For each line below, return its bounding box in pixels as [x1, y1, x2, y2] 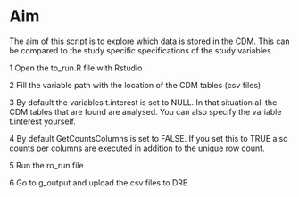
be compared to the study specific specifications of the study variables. [9, 45, 274, 55]
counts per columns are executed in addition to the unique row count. [9, 143, 265, 153]
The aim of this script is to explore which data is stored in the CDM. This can [9, 36, 290, 46]
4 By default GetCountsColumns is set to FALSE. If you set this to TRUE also [9, 133, 288, 144]
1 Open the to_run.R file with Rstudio [9, 62, 143, 73]
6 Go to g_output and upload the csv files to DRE [9, 176, 188, 188]
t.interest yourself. [9, 116, 76, 127]
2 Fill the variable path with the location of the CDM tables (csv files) [9, 79, 262, 90]
